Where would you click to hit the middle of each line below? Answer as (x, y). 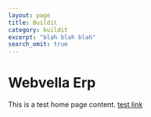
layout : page (29, 15)
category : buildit (38, 30)
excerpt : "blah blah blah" (52, 37)
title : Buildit (33, 23)
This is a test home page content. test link (75, 105)
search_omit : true (38, 44)
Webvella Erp (52, 83)
